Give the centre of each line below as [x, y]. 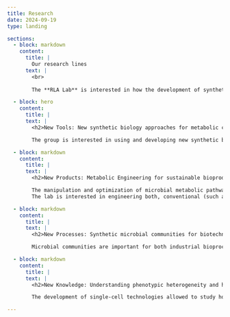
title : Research [30, 13]
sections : [21, 38]
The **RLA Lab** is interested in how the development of [116, 90]
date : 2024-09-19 [32, 20]
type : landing [27, 26]
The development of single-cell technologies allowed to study [124, 297]
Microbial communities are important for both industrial [116, 247]
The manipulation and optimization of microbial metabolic [118, 190]
